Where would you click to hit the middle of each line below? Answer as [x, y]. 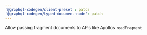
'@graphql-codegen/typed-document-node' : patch [54, 14]
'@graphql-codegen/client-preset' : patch [47, 9]
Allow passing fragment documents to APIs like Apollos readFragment [74, 27]
